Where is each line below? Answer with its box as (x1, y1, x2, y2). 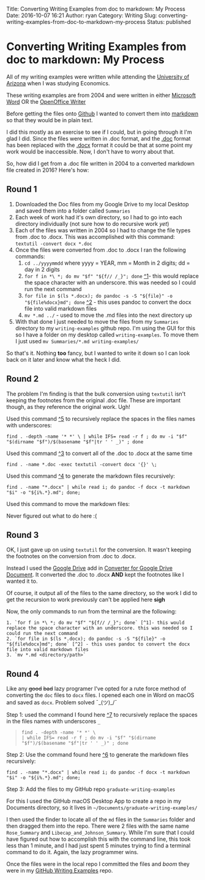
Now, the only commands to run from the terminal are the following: (6, 608, 177, 615)
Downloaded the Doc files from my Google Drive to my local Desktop (15, 200, 189, 208)
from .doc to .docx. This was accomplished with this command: (15, 233, 176, 240)
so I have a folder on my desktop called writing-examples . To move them (15, 331, 199, 338)
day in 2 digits (24, 265, 60, 273)
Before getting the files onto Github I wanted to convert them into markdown (6, 110, 199, 117)
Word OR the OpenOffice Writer (6, 98, 86, 105)
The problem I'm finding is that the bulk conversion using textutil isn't (6, 390, 186, 397)
